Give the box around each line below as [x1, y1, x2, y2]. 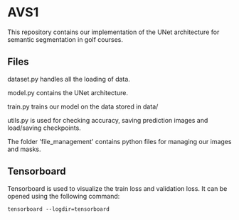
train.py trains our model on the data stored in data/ [7, 102, 159, 111]
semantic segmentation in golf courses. [7, 35, 123, 43]
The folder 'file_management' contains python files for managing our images [7, 137, 232, 145]
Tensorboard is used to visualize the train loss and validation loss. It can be [7, 184, 228, 192]
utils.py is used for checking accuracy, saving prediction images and [7, 116, 208, 124]
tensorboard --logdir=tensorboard [7, 205, 110, 213]
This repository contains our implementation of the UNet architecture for [7, 28, 220, 36]
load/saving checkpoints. [7, 123, 82, 132]
